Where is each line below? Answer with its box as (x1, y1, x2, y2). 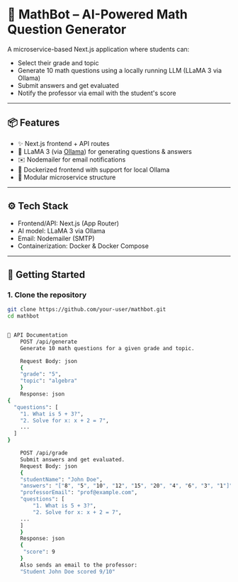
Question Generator (7, 21, 127, 38)
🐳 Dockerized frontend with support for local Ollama (17, 165, 170, 174)
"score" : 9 (23, 549, 55, 556)
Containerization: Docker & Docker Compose (17, 241, 149, 250)
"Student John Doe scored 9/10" (20, 568, 115, 575)
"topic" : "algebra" (20, 377, 78, 385)
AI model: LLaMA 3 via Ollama (17, 226, 106, 235)
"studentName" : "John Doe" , (20, 476, 103, 483)
